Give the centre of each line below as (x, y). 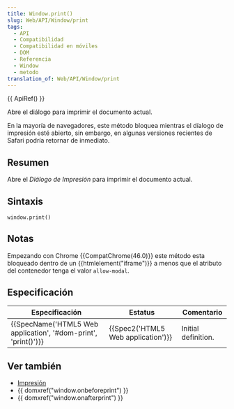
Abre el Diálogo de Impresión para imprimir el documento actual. (100, 180)
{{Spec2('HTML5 (137, 328)
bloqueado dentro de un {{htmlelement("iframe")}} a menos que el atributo (115, 263)
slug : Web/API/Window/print (48, 20)
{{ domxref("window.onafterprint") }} (70, 398)
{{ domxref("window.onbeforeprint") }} (73, 390)
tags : (15, 27)
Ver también (34, 367)
